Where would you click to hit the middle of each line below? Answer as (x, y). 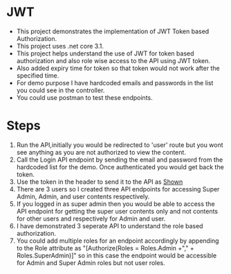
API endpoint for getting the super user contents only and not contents (117, 211)
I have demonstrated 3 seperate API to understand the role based (110, 225)
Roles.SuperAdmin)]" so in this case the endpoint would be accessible (117, 255)
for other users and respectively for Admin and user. (91, 219)
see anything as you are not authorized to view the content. (101, 152)
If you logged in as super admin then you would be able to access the (115, 204)
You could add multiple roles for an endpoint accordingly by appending (118, 241)
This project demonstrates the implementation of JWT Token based (113, 31)
